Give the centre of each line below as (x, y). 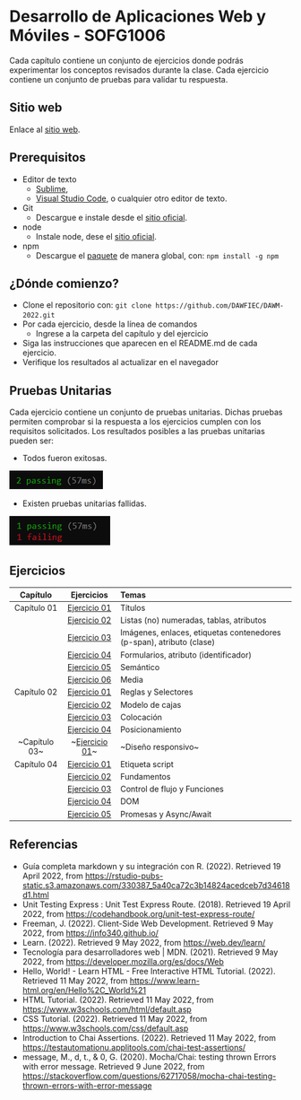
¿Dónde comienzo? (64, 283)
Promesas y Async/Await (166, 814)
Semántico (140, 667)
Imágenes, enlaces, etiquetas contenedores (201, 633)
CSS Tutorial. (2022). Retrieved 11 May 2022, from (115, 1018)
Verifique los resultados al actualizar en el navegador (120, 362)
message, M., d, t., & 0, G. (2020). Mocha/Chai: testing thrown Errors (149, 1057)
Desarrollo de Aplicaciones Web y (138, 17)
